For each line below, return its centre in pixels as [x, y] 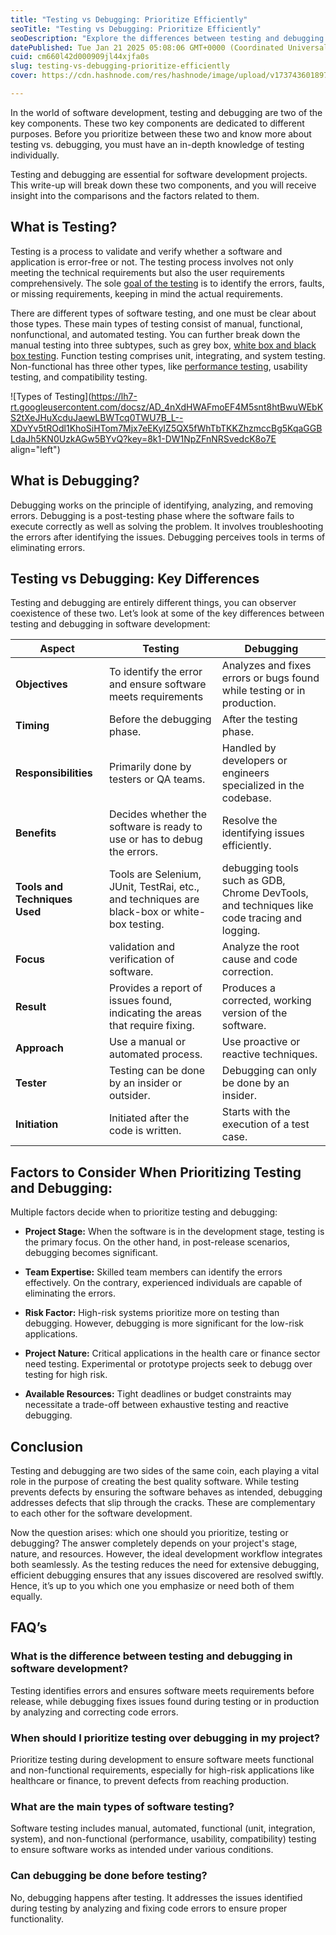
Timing [32, 726]
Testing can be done [157, 1071]
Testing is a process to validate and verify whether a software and [146, 251]
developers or [254, 761]
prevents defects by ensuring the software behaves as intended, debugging [166, 1492]
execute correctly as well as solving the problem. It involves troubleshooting [167, 526]
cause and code [259, 959]
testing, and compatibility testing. [79, 377]
